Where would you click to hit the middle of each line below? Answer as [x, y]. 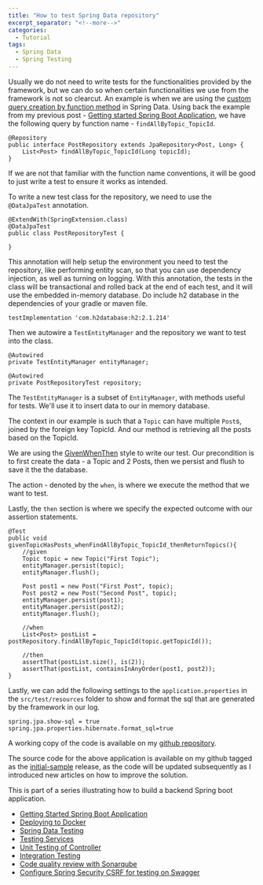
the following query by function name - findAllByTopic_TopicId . [112, 124]
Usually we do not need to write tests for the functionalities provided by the [130, 81]
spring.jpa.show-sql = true [54, 721]
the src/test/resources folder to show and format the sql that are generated [131, 699]
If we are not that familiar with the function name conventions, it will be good [132, 173]
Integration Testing [50, 855]
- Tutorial [33, 37]
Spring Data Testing [51, 830]
